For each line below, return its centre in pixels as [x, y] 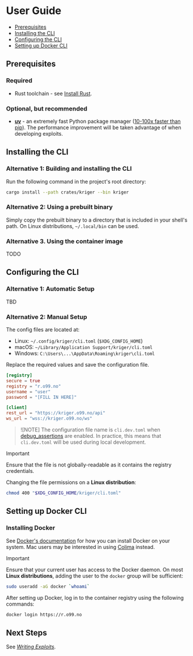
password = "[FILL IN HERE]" [41, 397]
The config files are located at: [43, 330]
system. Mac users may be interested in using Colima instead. [80, 547]
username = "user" [28, 392]
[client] [17, 408]
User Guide [34, 11]
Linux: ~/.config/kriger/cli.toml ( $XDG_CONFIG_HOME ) [78, 341]
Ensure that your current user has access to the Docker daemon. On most [95, 569]
